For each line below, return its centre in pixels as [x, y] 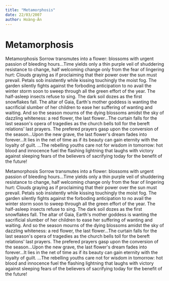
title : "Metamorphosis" [30, 10]
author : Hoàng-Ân [24, 19]
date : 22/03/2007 [24, 15]
